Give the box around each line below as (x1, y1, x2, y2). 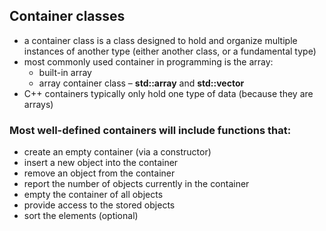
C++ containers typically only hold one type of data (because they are (23, 87, 314, 99)
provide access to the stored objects (23, 199, 176, 211)
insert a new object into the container (23, 157, 179, 169)
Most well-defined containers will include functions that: (9, 123, 292, 137)
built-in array (38, 66, 92, 78)
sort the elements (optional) (23, 210, 139, 222)
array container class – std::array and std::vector (38, 77, 245, 89)
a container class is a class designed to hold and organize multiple (23, 34, 298, 46)
